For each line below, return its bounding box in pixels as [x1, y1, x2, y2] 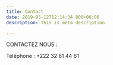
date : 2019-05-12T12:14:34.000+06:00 [6, 14, 100, 20]
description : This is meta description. [6, 19, 108, 25]
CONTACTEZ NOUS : [6, 41, 58, 48]
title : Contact [6, 8, 44, 15]
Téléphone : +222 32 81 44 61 [6, 53, 79, 60]
